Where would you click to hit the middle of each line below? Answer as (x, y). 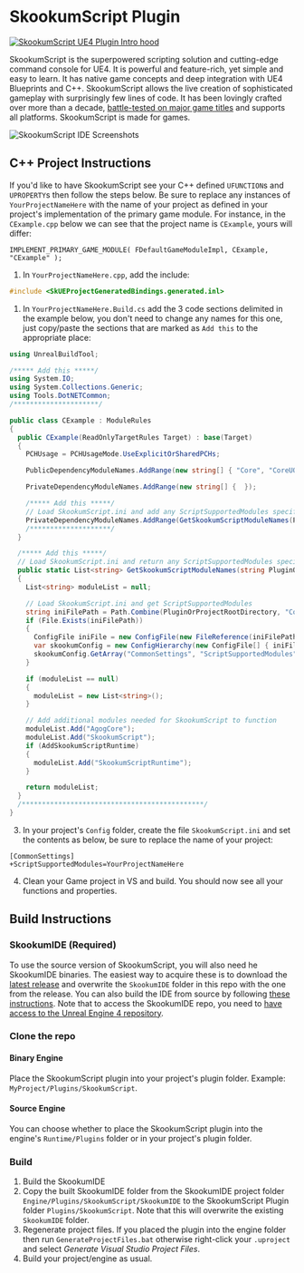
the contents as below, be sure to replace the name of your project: (147, 840)
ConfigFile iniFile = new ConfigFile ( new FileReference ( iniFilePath (165, 637)
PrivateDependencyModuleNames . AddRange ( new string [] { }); (141, 487)
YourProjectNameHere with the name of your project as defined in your (139, 204)
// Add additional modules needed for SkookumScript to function (152, 721)
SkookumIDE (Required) (63, 945)
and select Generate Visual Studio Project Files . (111, 1249)
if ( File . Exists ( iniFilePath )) (85, 620)
